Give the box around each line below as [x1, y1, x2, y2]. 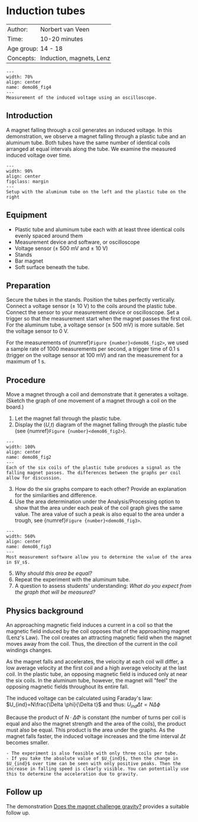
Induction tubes [6, 4, 86, 18]
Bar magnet [14, 257, 43, 264]
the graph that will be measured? [14, 588, 96, 596]
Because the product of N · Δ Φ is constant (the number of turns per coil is [6, 714, 186, 721]
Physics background [6, 606, 84, 616]
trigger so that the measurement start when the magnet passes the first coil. [6, 315, 192, 322]
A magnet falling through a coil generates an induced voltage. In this [6, 126, 173, 134]
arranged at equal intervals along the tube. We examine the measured [6, 145, 176, 152]
